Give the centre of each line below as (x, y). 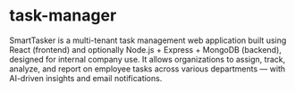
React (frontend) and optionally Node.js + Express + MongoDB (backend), (145, 49)
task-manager (63, 16)
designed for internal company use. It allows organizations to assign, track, (147, 59)
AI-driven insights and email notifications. (86, 78)
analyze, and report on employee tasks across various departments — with (147, 69)
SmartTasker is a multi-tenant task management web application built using (148, 40)
